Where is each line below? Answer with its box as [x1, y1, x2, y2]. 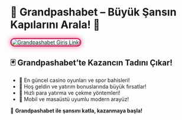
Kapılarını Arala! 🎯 [10, 18, 100, 31]
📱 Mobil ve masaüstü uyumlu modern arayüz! [18, 95, 129, 103]
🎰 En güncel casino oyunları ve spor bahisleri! [18, 77, 130, 84]
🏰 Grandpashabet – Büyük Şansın [10, 5, 177, 19]
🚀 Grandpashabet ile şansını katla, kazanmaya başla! [10, 107, 143, 114]
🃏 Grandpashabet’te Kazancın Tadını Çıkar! [10, 58, 173, 68]
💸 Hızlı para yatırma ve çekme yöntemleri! [18, 89, 121, 96]
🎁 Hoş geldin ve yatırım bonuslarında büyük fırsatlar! [18, 83, 147, 90]
